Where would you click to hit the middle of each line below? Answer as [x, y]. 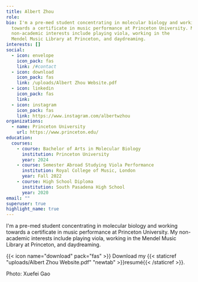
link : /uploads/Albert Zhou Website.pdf [67, 83]
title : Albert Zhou [30, 12]
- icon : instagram [34, 105]
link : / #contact [37, 66]
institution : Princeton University [65, 154]
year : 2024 [35, 160]
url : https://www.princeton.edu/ [58, 132]
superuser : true [26, 204]
